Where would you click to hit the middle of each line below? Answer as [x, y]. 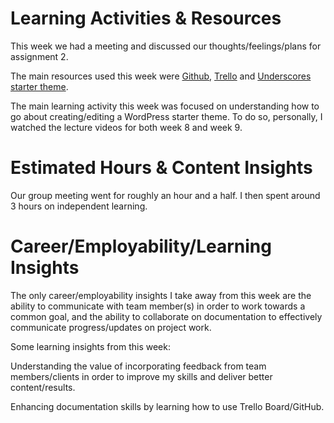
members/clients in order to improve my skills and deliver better [141, 376]
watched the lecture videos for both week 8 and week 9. [126, 127]
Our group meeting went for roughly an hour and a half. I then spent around [165, 195]
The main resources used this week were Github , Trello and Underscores [161, 76]
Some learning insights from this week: [90, 346]
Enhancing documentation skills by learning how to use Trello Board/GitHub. [167, 406]
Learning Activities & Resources [146, 18]
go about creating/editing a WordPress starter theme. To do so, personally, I [166, 116]
